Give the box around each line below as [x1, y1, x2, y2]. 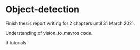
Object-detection [5, 4, 80, 15]
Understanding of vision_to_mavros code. [5, 30, 93, 36]
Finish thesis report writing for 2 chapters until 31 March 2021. [5, 20, 135, 26]
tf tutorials [5, 39, 27, 46]
